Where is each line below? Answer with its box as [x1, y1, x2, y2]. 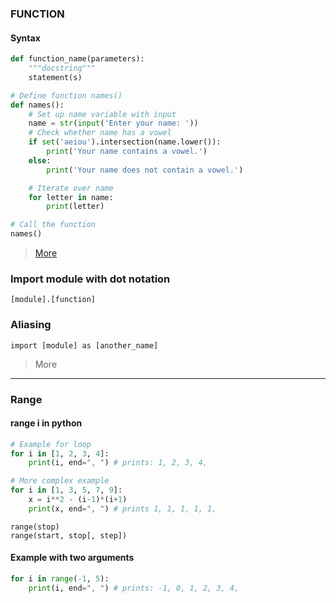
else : [28, 155, 52, 166]
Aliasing [10, 318, 52, 332]
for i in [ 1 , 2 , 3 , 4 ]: [10, 448, 110, 459]
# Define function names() [10, 90, 123, 101]
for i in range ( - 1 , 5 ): [10, 574, 110, 584]
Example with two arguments [10, 552, 135, 564]
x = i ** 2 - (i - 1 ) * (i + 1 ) [28, 495, 128, 505]
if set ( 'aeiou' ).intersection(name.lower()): [28, 137, 222, 147]
